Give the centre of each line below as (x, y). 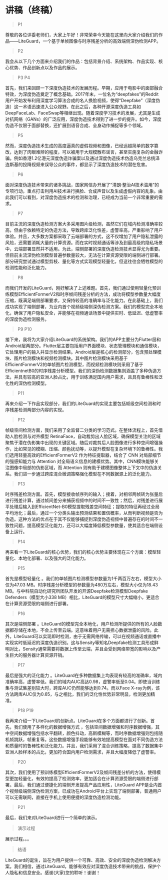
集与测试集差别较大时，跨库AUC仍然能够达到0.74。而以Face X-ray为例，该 (82, 687)
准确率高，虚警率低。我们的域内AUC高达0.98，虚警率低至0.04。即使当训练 (83, 681)
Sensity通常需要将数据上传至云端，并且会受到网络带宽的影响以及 (89, 648)
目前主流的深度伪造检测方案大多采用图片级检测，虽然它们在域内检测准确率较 (84, 223)
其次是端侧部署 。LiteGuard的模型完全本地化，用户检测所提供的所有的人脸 (82, 623)
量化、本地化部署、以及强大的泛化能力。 (47, 558)
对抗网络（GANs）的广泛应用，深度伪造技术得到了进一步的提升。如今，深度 (83, 119)
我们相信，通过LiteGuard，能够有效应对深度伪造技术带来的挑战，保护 (85, 866)
